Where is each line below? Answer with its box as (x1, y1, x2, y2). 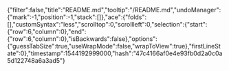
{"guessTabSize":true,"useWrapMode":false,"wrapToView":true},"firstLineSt (7, 42, 221, 50)
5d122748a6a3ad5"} (7, 57, 65, 64)
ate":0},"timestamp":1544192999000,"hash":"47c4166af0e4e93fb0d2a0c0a (7, 49, 223, 57)
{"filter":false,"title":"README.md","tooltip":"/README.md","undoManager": (7, 6, 221, 14)
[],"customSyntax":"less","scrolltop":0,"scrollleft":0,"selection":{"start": (7, 20, 208, 28)
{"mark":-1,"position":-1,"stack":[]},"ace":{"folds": (7, 13, 147, 21)
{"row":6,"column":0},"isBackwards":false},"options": (7, 35, 158, 43)
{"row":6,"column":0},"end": (7, 27, 87, 35)
